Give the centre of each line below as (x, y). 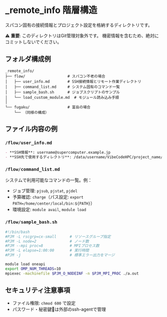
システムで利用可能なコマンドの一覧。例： (49, 180)
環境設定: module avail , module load (49, 210)
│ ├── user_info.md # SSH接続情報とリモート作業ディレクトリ (73, 81)
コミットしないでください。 (34, 42)
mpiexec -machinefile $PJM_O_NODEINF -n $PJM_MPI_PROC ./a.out (72, 273)
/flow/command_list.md (33, 169)
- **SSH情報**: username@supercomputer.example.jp (58, 153)
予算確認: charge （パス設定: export (48, 197)
